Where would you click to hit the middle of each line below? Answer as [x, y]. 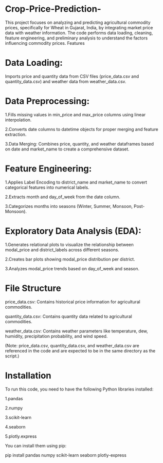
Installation [28, 375]
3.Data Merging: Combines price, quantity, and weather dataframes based [80, 144]
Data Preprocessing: [47, 101]
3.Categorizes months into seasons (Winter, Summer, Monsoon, [69, 206]
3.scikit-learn [18, 417]
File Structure [33, 288]
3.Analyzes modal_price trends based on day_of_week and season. [72, 268]
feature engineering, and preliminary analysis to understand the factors [76, 38]
